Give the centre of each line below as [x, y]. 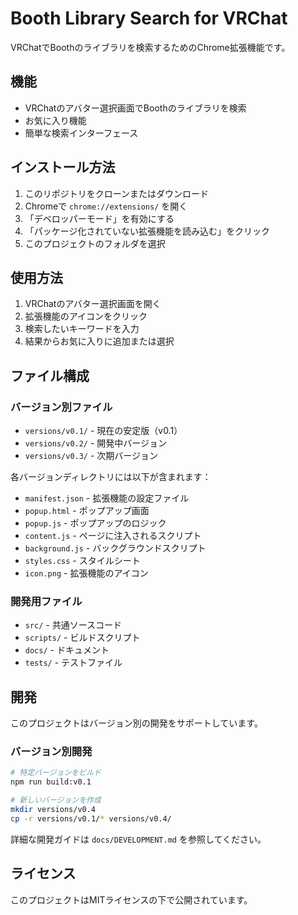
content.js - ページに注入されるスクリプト [113, 536]
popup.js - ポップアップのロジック [95, 523]
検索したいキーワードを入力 [82, 329]
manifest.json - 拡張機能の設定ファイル [107, 498]
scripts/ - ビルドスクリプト [82, 638]
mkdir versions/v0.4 [53, 810]
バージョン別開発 [51, 752]
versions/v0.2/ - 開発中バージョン [96, 443]
